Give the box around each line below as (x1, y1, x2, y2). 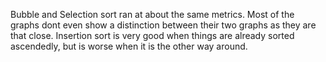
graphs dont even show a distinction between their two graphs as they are (10, 19, 317, 31)
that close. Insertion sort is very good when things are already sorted (10, 30, 295, 41)
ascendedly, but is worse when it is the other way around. (10, 40, 248, 52)
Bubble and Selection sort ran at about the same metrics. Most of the (10, 9, 295, 20)
